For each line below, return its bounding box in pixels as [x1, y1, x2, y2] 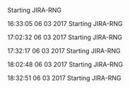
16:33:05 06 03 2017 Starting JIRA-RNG [7, 20, 123, 27]
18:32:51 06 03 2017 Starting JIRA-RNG [7, 74, 122, 82]
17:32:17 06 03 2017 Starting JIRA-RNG [7, 47, 121, 55]
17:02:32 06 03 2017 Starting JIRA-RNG [7, 33, 122, 41]
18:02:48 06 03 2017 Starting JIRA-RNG [7, 60, 124, 69]
